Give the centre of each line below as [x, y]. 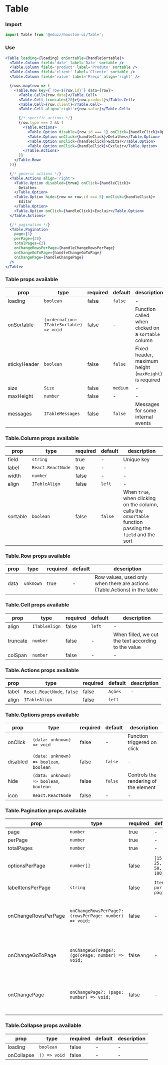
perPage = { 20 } [28, 239]
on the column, [141, 504]
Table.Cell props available [37, 605]
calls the [133, 511]
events [143, 423]
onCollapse [21, 1055]
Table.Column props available [42, 438]
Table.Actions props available [42, 670]
